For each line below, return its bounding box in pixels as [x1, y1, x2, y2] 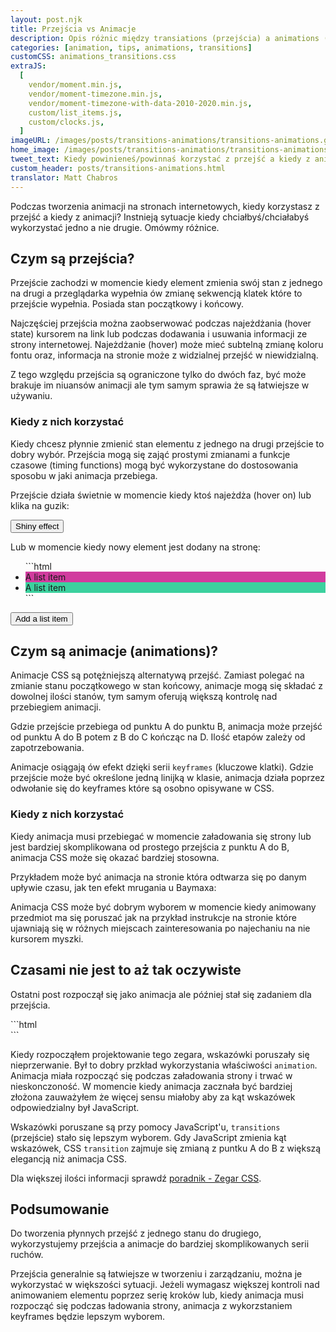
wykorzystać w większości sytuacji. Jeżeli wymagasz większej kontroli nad [10, 1279, 320, 1291]
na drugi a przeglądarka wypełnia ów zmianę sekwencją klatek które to [10, 287, 303, 300]
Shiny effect [15, 521, 60, 531]
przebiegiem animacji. [10, 701, 102, 713]
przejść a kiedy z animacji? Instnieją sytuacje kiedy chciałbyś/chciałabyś [10, 211, 310, 223]
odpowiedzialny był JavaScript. [10, 1101, 140, 1113]
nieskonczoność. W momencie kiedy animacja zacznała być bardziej [10, 1080, 293, 1092]
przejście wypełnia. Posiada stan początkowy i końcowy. [10, 298, 245, 310]
